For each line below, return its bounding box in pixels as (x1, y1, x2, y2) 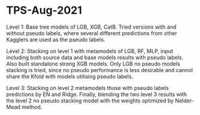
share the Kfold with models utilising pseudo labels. (6, 73, 134, 80)
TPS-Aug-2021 (6, 4, 83, 17)
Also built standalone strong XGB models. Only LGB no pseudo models (6, 60, 181, 67)
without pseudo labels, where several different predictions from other (6, 29, 178, 36)
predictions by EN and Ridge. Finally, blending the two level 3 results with (6, 91, 187, 98)
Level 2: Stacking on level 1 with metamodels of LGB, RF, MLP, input (6, 47, 174, 54)
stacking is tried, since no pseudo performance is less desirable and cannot (6, 66, 193, 73)
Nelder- (175, 97, 195, 104)
